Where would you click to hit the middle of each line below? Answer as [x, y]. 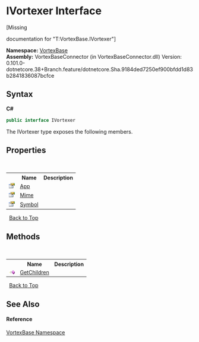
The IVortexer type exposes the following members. [70, 131]
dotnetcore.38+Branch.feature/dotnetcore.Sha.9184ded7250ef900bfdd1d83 [100, 69]
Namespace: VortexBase [37, 50]
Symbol [29, 204]
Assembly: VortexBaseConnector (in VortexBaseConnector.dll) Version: [94, 56]
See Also [23, 304]
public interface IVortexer [41, 120]
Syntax [20, 94]
